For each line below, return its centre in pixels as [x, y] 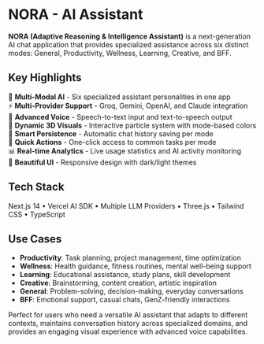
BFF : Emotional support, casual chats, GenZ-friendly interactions [125, 300]
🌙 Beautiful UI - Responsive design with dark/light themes [102, 162]
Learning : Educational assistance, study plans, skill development [125, 275]
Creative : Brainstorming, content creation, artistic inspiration [118, 283]
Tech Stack [36, 187]
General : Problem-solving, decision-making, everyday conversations [132, 291]
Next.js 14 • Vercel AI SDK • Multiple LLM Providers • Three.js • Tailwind [126, 205]
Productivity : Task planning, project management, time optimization [130, 258]
